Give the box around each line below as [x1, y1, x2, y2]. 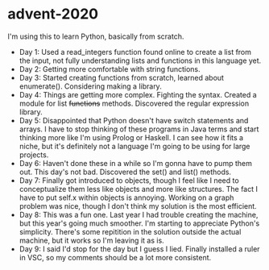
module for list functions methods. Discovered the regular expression [19, 98, 250, 108]
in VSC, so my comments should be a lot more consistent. [19, 252, 212, 262]
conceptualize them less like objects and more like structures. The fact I [19, 184, 259, 193]
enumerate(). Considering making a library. [19, 81, 162, 91]
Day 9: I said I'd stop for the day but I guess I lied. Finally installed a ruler [19, 243, 260, 254]
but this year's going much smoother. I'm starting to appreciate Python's [19, 218, 260, 228]
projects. [19, 150, 49, 160]
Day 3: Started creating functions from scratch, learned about [19, 73, 225, 82]
